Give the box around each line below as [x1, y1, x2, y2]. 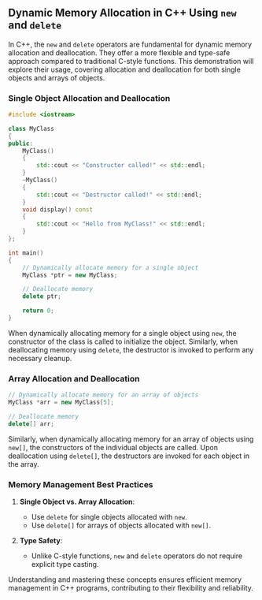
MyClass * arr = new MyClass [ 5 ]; [8, 398, 114, 407]
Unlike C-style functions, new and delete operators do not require [31, 551, 243, 561]
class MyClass [8, 125, 55, 132]
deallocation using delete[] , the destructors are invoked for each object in [8, 451, 250, 460]
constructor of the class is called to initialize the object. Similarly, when [8, 337, 238, 346]
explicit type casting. [31, 560, 99, 569]
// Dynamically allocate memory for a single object [22, 263, 199, 271]
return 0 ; [22, 307, 55, 315]
